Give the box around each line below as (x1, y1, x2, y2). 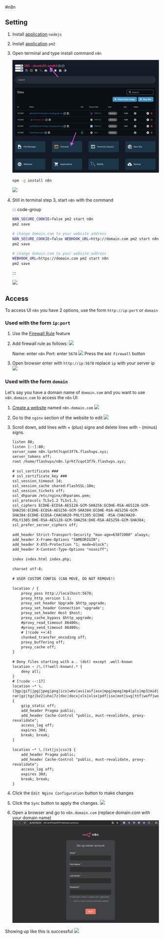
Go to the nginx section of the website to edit (12, 415, 103, 421)
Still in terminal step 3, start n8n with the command (12, 197, 114, 203)
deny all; (21, 669, 41, 674)
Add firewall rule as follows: (12, 341, 68, 346)
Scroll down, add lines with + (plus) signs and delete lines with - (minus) (12, 424, 158, 430)
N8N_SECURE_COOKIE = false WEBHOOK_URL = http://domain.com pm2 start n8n (12, 236, 159, 241)
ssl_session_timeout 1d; (12, 478, 63, 483)
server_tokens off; (12, 454, 52, 459)
